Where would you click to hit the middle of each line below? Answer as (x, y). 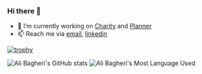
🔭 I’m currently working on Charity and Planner (84, 26)
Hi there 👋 (24, 11)
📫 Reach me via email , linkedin (62, 34)
